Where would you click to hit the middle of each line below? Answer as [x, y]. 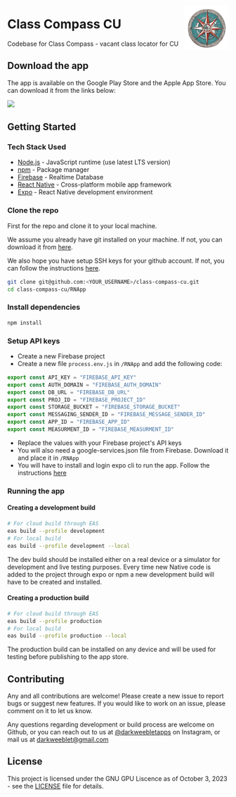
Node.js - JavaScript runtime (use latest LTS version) [94, 162]
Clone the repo [33, 211]
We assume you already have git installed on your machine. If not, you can [115, 239]
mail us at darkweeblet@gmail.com [58, 740]
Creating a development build [52, 508]
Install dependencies [44, 307]
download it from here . [40, 247]
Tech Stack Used [37, 147]
